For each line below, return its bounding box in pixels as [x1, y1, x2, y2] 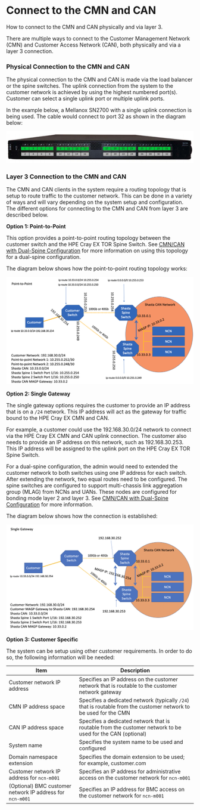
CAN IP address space [8, 724, 64, 731]
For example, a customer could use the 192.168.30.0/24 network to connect [6, 426, 192, 433]
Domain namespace [8, 753, 58, 760]
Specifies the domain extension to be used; [79, 753, 185, 760]
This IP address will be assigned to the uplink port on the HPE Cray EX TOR [6, 445, 190, 452]
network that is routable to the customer [79, 682, 177, 689]
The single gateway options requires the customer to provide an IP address [6, 401, 190, 409]
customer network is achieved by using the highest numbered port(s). [6, 89, 177, 96]
